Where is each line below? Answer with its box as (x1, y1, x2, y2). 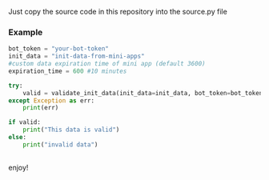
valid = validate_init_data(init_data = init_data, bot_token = (22, 89, 231, 97)
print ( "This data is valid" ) (22, 126, 120, 134)
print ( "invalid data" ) (22, 140, 98, 149)
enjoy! (8, 162, 29, 172)
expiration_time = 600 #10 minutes (8, 67, 127, 75)
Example (8, 26, 43, 38)
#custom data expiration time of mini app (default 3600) (8, 60, 206, 68)
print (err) (22, 104, 59, 112)
